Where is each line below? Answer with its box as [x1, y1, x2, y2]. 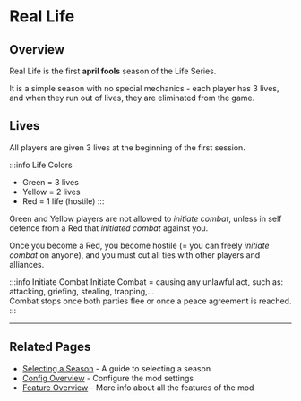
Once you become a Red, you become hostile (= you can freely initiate [9, 240, 271, 251]
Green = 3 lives [21, 176, 79, 187]
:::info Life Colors [9, 159, 73, 170]
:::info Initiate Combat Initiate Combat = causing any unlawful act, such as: [9, 276, 284, 287]
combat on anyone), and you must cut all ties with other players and [9, 249, 261, 260]
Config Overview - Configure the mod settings [21, 372, 194, 383]
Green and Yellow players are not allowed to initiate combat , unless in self [9, 213, 282, 224]
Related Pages [9, 339, 91, 354]
